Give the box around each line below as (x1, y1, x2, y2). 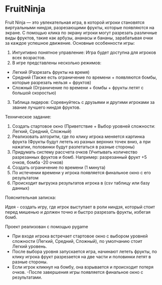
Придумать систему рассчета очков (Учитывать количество (12, 149, 138, 155)
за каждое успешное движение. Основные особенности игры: (5, 40, 135, 46)
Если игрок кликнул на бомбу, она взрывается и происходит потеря (12, 264, 154, 270)
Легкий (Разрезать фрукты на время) (12, 69, 90, 75)
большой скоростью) (12, 90, 57, 96)
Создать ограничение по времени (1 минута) (12, 164, 106, 170)
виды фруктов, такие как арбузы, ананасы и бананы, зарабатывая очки (5, 35, 153, 41)
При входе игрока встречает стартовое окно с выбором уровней (12, 233, 148, 239)
